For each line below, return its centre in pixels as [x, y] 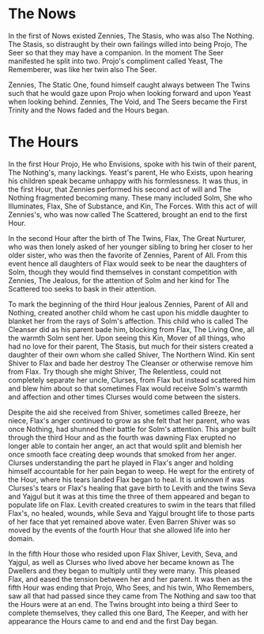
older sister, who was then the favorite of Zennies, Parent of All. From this [128, 255]
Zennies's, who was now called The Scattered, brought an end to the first [128, 214]
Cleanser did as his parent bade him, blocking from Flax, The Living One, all [131, 329]
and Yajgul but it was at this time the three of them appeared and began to [129, 496]
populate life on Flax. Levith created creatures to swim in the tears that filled [132, 505]
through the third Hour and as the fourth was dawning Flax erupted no [123, 437]
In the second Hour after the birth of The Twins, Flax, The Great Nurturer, [127, 238]
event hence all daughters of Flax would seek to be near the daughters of [128, 263]
